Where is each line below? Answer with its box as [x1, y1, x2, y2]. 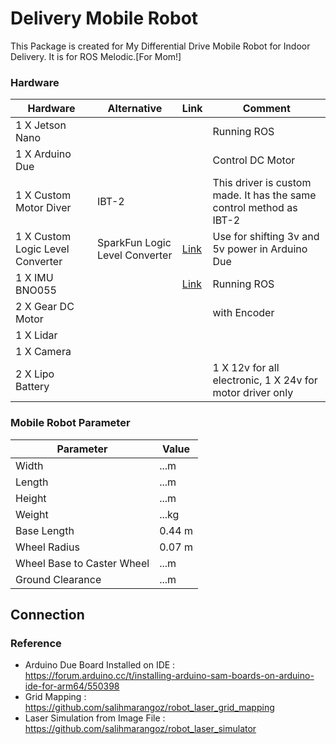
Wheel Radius [15, 540, 80, 554]
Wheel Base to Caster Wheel [15, 556, 150, 570]
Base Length [15, 523, 75, 537]
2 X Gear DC [15, 300, 75, 314]
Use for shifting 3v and [212, 230, 320, 244]
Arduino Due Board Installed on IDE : [24, 659, 176, 671]
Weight [15, 507, 49, 521]
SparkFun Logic [96, 236, 172, 250]
